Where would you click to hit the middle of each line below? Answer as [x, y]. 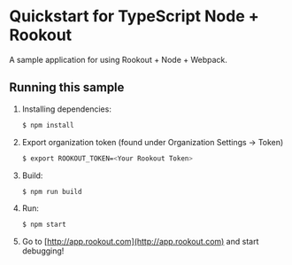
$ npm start [44, 225]
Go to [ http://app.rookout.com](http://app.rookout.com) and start [140, 242]
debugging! [43, 251]
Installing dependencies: [67, 109]
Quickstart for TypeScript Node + [134, 16]
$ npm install [48, 125]
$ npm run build [52, 191]
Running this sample [67, 87]
